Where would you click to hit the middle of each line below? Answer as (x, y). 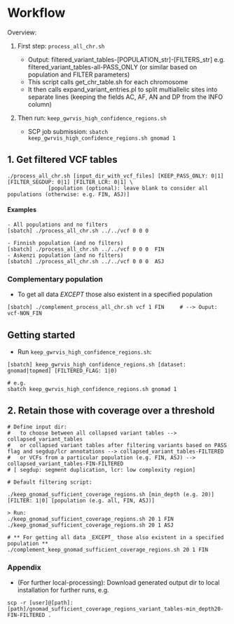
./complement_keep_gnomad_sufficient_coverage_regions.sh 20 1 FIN (108, 550)
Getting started (41, 335)
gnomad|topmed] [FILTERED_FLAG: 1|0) (62, 371)
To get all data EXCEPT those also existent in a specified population (115, 294)
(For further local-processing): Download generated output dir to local (118, 583)
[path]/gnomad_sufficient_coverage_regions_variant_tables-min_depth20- (116, 609)
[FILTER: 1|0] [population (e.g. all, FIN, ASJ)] (81, 500)
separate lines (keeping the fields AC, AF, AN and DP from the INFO (125, 97)
